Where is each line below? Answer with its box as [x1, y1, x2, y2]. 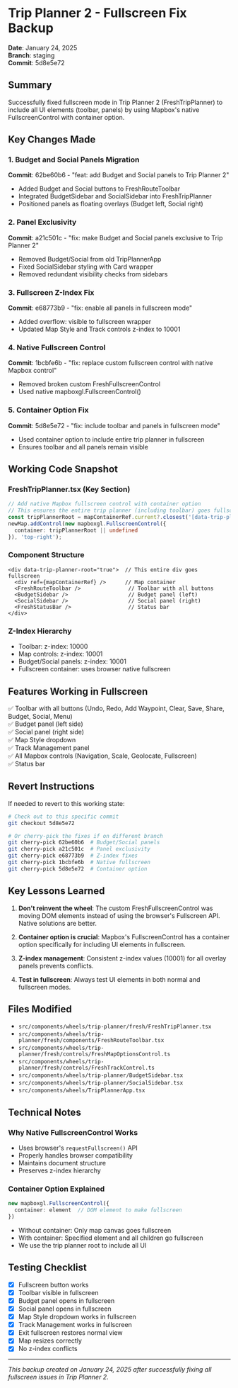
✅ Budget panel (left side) [8, 720, 83, 728]
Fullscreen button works [18, 1280, 89, 1289]
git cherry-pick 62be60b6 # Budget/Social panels [8, 839, 160, 846]
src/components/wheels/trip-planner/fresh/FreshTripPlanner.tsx [18, 1023, 212, 1031]
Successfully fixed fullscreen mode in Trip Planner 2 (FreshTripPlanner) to [8, 98, 223, 106]
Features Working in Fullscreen [8, 685, 148, 698]
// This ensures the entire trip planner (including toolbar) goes [8, 507, 211, 515]
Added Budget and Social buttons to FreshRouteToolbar [18, 184, 181, 193]
